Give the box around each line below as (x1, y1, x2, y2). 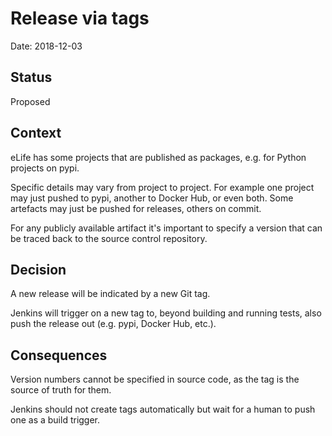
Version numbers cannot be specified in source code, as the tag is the (10, 373, 300, 386)
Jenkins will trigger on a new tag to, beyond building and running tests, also (10, 307, 322, 319)
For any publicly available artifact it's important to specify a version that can (10, 222, 323, 234)
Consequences (10, 347, 108, 364)
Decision (10, 261, 67, 278)
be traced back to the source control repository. (10, 232, 208, 244)
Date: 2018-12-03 (10, 40, 83, 52)
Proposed (10, 95, 51, 107)
